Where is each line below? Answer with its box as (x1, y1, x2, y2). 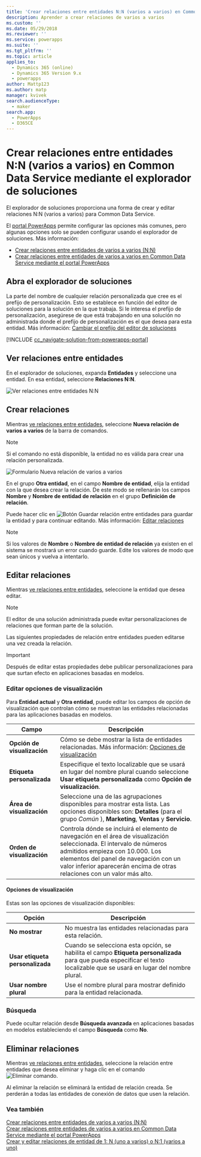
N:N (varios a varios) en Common (6, 159, 175, 173)
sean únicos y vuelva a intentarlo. (6, 553, 89, 560)
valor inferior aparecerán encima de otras (60, 861, 176, 870)
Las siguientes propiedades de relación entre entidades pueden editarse (6, 634, 185, 641)
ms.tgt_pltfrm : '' (6, 48, 52, 54)
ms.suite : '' (6, 43, 39, 49)
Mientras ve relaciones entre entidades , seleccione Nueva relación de (6, 420, 179, 427)
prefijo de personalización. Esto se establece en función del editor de (6, 299, 178, 306)
